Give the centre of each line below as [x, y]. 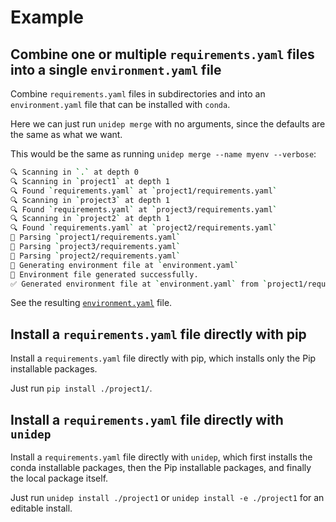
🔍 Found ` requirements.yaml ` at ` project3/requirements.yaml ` [144, 209]
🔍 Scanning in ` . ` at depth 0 [74, 172]
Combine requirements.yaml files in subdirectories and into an [138, 94]
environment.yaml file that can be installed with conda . [120, 104]
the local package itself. [59, 478]
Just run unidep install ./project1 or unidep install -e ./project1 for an [167, 497]
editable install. [41, 508]
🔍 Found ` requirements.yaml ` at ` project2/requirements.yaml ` [144, 228]
